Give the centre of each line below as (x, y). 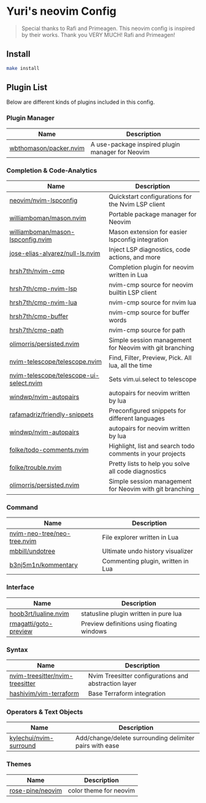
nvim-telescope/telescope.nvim (56, 362)
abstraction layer (112, 683)
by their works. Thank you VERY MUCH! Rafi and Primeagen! (98, 34)
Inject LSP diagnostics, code (150, 250)
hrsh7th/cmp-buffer (39, 316)
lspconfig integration (139, 239)
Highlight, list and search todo (152, 446)
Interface (21, 588)
